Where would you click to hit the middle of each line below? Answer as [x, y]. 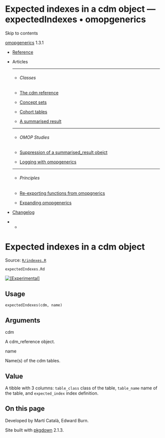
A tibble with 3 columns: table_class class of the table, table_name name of [81, 388]
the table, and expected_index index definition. [52, 393]
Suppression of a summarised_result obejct [64, 152]
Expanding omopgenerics [46, 203]
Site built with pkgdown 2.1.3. [34, 430]
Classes [28, 78]
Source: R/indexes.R [26, 260]
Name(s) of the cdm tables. [33, 361]
